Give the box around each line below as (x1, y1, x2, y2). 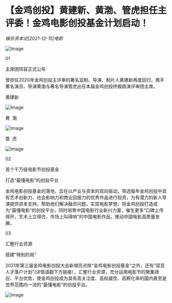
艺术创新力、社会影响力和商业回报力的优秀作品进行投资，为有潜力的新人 (9, 194, 162, 200)
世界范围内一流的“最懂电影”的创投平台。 (5, 282, 91, 288)
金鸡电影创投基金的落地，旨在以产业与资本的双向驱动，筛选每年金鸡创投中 (5, 188, 162, 194)
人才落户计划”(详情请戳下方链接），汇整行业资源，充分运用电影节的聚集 (5, 269, 155, 275)
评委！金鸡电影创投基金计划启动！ (5, 17, 149, 29)
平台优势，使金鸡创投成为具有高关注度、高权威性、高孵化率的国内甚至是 (14, 275, 167, 281)
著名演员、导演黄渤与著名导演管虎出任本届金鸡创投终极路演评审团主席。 (5, 83, 158, 89)
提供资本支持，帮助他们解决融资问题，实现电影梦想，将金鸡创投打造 (9, 200, 154, 207)
